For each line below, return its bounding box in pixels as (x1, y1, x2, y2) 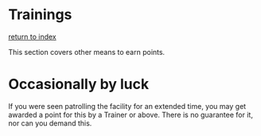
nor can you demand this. (8, 118, 92, 128)
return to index (8, 32, 57, 41)
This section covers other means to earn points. (8, 47, 166, 56)
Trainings (8, 6, 72, 24)
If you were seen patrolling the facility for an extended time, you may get (8, 101, 247, 111)
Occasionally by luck (8, 76, 150, 93)
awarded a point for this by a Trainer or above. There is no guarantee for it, (8, 110, 253, 119)
